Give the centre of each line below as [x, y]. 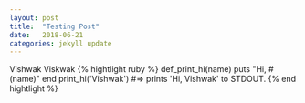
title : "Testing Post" [55, 26]
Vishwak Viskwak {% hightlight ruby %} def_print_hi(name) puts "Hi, [138, 69]
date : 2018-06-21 [47, 35]
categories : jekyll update [61, 43]
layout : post [34, 18]
